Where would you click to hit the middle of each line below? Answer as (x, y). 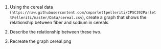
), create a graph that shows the (115, 17)
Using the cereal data (31, 7)
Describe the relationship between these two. (56, 32)
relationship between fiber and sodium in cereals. (59, 22)
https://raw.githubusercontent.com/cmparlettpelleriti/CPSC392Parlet (84, 13)
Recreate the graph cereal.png (41, 41)
